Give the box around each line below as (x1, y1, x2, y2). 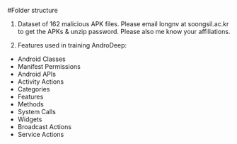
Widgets (17, 115, 42, 123)
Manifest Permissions (17, 62, 81, 70)
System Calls (17, 108, 57, 116)
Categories (17, 85, 50, 93)
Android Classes (17, 55, 66, 63)
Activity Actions (17, 77, 64, 86)
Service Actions (17, 131, 64, 138)
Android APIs (17, 70, 57, 78)
